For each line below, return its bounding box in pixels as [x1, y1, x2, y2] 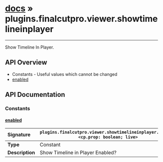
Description [7, 149, 35, 156]
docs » [5, 3, 33, 14]
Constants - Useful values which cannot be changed [12, 71, 117, 77]
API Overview [5, 58, 48, 67]
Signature [7, 131, 31, 138]
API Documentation [5, 90, 65, 99]
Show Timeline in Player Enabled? [39, 149, 117, 156]
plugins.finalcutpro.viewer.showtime [5, 13, 158, 24]
